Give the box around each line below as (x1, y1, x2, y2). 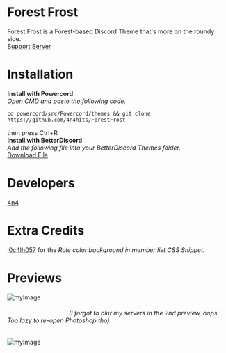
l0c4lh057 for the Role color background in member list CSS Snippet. (7, 245, 205, 254)
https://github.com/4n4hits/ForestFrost (7, 116, 127, 123)
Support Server (7, 42, 51, 50)
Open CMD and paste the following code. (7, 97, 127, 105)
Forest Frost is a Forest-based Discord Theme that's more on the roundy (7, 27, 215, 36)
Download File (7, 150, 49, 159)
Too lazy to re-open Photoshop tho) (7, 316, 110, 324)
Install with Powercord (7, 89, 74, 97)
